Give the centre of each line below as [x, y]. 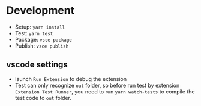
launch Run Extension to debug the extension [71, 79]
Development [40, 10]
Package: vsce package [43, 39]
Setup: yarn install [40, 27]
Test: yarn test [34, 33]
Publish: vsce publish [42, 46]
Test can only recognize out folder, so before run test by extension [97, 85]
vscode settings [37, 65]
